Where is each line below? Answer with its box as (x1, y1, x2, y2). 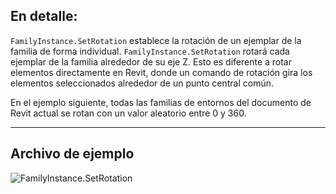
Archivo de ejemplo (10, 145, 135, 163)
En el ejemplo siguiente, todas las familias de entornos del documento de (10, 96, 312, 108)
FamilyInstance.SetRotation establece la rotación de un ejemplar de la (10, 34, 302, 46)
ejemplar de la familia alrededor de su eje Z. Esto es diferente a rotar (10, 55, 292, 68)
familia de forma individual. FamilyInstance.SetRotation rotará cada (10, 45, 290, 57)
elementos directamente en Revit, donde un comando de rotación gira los (10, 66, 313, 78)
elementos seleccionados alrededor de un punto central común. (10, 77, 275, 89)
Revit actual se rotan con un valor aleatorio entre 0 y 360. (10, 107, 247, 119)
